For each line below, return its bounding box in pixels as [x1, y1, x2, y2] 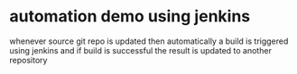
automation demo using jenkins [9, 6, 251, 27]
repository [9, 54, 48, 65]
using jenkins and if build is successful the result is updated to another [9, 45, 273, 55]
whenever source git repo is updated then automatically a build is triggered [9, 36, 289, 46]
